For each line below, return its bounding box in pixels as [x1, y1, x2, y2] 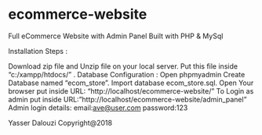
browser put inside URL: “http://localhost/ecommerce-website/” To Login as [8, 86, 254, 95]
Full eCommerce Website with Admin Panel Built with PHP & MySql [8, 31, 224, 41]
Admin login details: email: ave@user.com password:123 [8, 103, 188, 112]
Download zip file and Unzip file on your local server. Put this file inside [8, 61, 238, 71]
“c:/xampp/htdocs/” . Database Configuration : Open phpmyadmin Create [8, 69, 246, 79]
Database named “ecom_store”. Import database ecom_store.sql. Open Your [8, 78, 254, 87]
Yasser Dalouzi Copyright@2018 [8, 118, 112, 127]
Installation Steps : [8, 46, 68, 55]
